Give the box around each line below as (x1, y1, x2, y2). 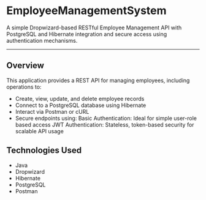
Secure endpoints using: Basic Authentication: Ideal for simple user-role (15, 114, 197, 122)
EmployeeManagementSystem (6, 4, 167, 18)
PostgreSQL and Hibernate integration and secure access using (6, 30, 167, 37)
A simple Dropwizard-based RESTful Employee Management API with (6, 24, 182, 31)
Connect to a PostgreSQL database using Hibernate (15, 102, 147, 109)
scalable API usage (15, 127, 64, 135)
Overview (6, 61, 45, 71)
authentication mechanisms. (6, 37, 78, 44)
